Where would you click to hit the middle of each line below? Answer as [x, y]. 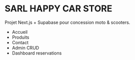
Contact [20, 42]
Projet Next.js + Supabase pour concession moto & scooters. [67, 22]
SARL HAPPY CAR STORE [58, 9]
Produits [20, 37]
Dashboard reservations [37, 53]
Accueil [20, 32]
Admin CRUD [25, 48]
